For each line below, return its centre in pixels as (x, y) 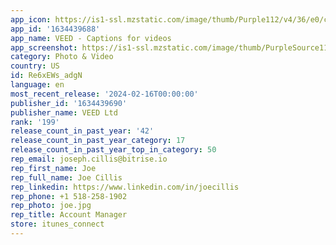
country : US (35, 66)
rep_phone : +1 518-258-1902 (69, 196)
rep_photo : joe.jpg (51, 206)
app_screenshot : (44, 47)
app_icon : (31, 19)
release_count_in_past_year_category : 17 (98, 141)
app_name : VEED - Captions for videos (91, 38)
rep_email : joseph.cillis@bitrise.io (89, 159)
